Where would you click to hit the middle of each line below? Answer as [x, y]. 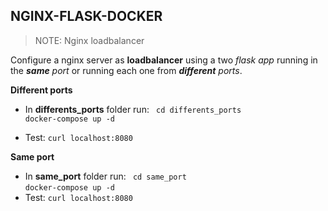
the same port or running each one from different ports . [126, 70]
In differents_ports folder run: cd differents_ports [133, 109]
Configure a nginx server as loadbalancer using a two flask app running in [164, 60]
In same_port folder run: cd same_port [105, 176]
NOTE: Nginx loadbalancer [89, 40]
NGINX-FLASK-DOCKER [86, 16]
